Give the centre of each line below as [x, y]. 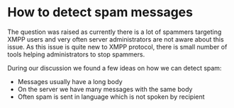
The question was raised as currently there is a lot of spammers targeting [115, 32]
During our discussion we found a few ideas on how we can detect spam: [115, 68]
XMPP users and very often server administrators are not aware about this [116, 39]
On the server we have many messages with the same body [105, 89]
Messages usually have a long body [70, 81]
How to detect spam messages [100, 12]
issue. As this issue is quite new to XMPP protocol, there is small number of [117, 47]
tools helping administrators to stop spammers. [76, 54]
